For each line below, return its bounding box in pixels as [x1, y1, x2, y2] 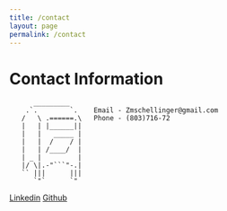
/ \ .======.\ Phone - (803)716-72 [21, 114, 170, 123]
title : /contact [9, 13, 70, 22]
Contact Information [9, 68, 164, 89]
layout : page [9, 22, 58, 31]
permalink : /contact [9, 30, 87, 39]
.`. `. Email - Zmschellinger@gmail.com [25, 106, 219, 115]
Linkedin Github [9, 192, 67, 203]
